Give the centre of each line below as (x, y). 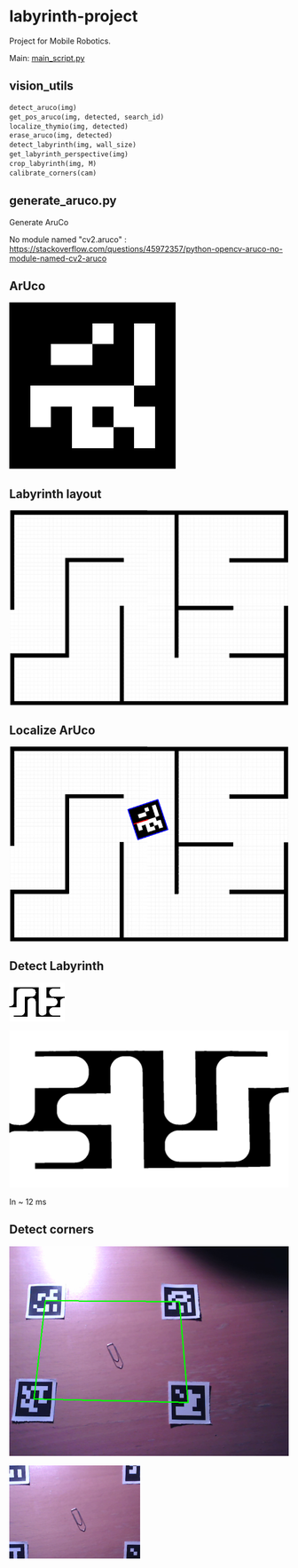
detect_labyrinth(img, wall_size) (73, 145)
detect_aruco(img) (43, 107)
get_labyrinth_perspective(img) (69, 154)
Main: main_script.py (47, 58)
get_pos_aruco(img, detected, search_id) (87, 117)
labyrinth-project (74, 16)
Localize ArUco (52, 730)
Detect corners (52, 1229)
